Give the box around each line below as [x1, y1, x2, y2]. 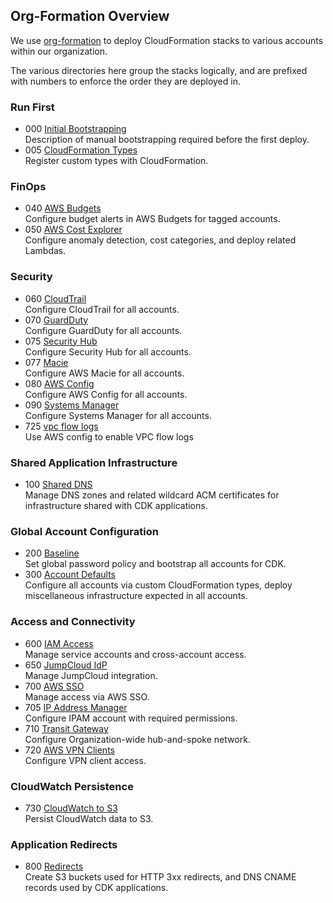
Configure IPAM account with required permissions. [24, 712, 238, 724]
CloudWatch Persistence [10, 779, 134, 793]
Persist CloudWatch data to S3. [24, 812, 154, 824]
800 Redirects [24, 860, 84, 873]
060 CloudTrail [24, 292, 87, 304]
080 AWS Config [24, 377, 95, 389]
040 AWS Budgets [24, 202, 102, 214]
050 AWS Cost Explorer [24, 224, 123, 236]
